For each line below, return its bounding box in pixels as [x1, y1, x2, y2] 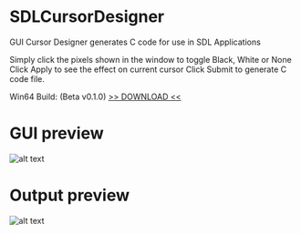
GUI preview [9, 123, 105, 144]
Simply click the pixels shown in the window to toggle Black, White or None [9, 54, 292, 65]
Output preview [9, 185, 130, 206]
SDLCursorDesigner [9, 6, 165, 27]
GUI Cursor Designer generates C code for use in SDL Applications [9, 36, 262, 47]
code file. [9, 73, 46, 84]
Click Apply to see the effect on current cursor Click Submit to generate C [9, 64, 287, 75]
